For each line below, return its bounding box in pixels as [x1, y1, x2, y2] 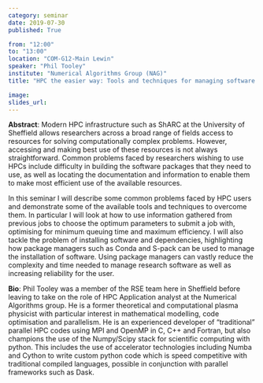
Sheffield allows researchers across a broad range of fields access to [8, 128, 234, 138]
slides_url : [8, 98, 47, 106]
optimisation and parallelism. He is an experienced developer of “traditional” [8, 318, 255, 327]
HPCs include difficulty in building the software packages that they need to [8, 162, 252, 171]
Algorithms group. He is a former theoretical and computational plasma [8, 300, 239, 311]
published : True [8, 26, 61, 34]
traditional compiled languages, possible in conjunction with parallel [8, 359, 228, 369]
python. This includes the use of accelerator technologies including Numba [8, 343, 252, 352]
